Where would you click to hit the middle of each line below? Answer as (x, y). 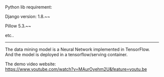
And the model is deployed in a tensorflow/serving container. (66, 55)
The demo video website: (31, 64)
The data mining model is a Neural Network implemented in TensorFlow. (78, 49)
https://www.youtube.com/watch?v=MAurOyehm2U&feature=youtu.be (76, 69)
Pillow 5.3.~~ (18, 26)
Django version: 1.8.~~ (28, 16)
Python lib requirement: (29, 7)
